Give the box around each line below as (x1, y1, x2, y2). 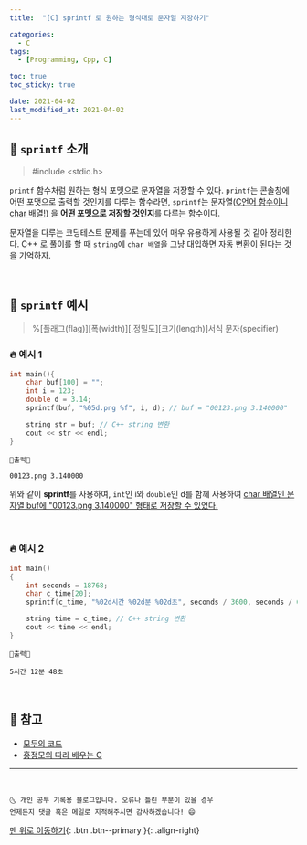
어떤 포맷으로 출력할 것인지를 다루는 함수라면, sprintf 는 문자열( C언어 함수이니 (9, 196, 289, 207)
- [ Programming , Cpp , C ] (17, 56, 112, 65)
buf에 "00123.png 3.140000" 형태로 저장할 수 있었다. (26, 500, 219, 511)
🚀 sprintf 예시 (9, 297, 89, 312)
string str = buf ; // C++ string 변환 (26, 419, 170, 429)
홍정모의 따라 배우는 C (22, 749, 102, 760)
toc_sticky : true (9, 80, 76, 90)
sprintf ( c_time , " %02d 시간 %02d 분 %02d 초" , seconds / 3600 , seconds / (26, 597, 292, 607)
